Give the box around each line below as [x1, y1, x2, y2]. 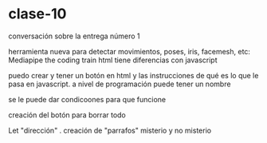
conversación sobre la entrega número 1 [8, 31, 141, 41]
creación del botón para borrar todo [8, 109, 126, 120]
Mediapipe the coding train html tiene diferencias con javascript [8, 55, 218, 65]
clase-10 [8, 5, 67, 23]
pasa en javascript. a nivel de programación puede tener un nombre [8, 79, 231, 89]
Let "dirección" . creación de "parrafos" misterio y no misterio [8, 125, 212, 135]
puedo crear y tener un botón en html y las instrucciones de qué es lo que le [8, 70, 259, 80]
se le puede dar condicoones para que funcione [8, 94, 167, 104]
